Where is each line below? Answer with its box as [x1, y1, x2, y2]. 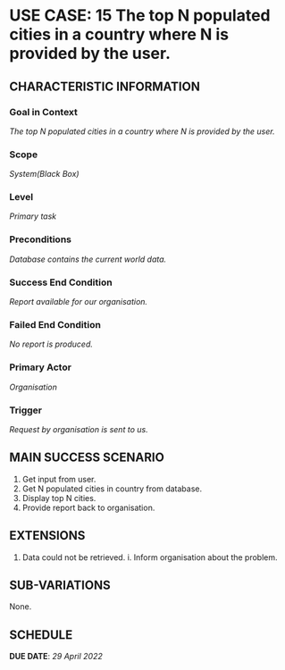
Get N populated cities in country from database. [21, 483, 203, 494]
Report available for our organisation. [9, 297, 148, 307]
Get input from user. [21, 473, 96, 484]
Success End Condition [9, 276, 113, 289]
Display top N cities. [21, 492, 96, 503]
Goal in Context [9, 105, 79, 118]
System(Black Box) [9, 169, 80, 180]
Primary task [9, 211, 57, 222]
